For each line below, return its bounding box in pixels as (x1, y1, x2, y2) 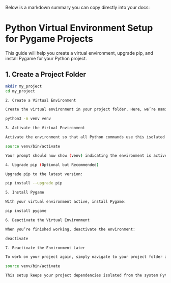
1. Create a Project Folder (5, 70, 87, 79)
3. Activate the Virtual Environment (5, 125, 85, 131)
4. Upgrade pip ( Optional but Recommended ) (5, 162, 99, 168)
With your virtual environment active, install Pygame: (5, 199, 126, 204)
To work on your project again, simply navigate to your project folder (5, 254, 163, 260)
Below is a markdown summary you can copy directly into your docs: (5, 5, 150, 10)
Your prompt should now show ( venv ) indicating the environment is (5, 153, 152, 158)
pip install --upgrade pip (5, 181, 63, 186)
